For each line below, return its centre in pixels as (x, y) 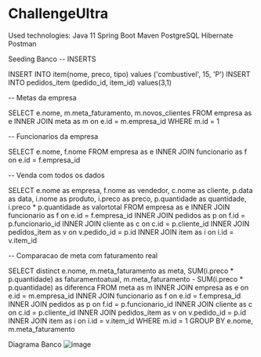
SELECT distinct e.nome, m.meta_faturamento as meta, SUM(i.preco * (121, 271)
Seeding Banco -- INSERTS (52, 59)
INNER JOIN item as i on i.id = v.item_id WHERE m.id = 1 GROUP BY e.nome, (130, 321)
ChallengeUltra (58, 14)
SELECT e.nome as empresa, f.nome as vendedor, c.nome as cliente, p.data (130, 190)
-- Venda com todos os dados (56, 175)
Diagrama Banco (35, 344)
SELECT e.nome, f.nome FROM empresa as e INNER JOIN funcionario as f (128, 151)
